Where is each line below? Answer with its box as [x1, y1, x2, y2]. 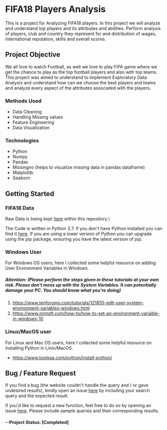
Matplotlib [12, 170, 33, 176]
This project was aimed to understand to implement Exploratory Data [5, 74, 147, 80]
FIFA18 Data [5, 204, 34, 211]
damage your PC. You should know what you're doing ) [5, 287, 121, 293]
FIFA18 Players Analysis [5, 3, 106, 15]
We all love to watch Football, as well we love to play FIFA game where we [5, 63, 157, 69]
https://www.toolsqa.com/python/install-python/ [12, 355, 112, 361]
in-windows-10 [12, 316, 43, 322]
